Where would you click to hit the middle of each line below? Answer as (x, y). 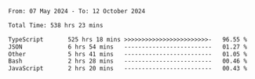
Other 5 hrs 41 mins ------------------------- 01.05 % (127, 54)
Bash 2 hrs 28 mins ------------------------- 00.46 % (127, 61)
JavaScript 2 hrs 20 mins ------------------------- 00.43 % (127, 69)
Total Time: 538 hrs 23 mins (56, 25)
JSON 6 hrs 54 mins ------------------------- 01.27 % (127, 47)
